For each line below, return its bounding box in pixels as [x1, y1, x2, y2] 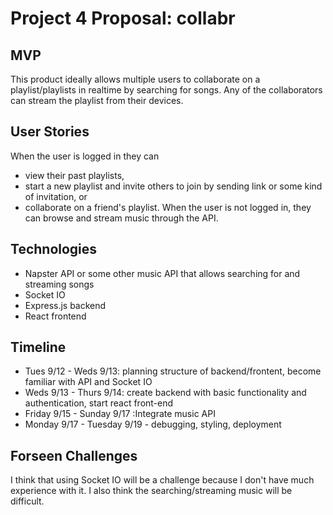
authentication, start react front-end [24, 397, 174, 409]
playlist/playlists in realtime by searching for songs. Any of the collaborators [10, 84, 323, 96]
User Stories [10, 123, 90, 141]
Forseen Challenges [10, 447, 138, 464]
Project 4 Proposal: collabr [10, 7, 236, 30]
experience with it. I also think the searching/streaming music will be [10, 485, 293, 497]
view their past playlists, [24, 169, 125, 181]
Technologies [10, 241, 98, 258]
